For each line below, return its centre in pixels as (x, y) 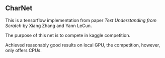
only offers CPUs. (23, 50)
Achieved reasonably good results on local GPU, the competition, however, (83, 45)
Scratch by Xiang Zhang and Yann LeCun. (49, 25)
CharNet (19, 8)
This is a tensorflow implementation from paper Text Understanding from (81, 20)
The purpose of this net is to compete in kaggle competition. (68, 35)
